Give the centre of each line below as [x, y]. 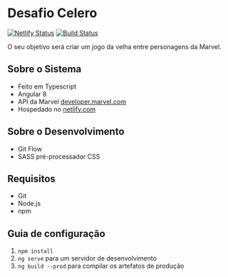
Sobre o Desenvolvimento [66, 132]
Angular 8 [32, 94]
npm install [35, 251]
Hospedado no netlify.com [57, 109]
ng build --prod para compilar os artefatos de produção [101, 266]
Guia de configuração [56, 233]
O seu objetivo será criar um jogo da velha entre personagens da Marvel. [115, 46]
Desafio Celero [52, 13]
